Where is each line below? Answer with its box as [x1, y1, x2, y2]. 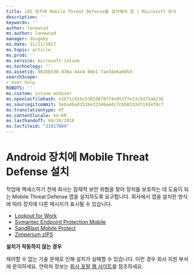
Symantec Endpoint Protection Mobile [14, 218, 107, 225]
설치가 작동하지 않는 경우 [6, 243, 62, 250]
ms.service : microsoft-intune [6, 58, 80, 63]
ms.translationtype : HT [6, 107, 64, 113]
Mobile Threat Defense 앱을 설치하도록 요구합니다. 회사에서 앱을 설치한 [12, 193, 177, 200]
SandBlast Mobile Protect [14, 224, 76, 232]
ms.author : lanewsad [6, 31, 57, 36]
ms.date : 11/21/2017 [6, 42, 57, 48]
